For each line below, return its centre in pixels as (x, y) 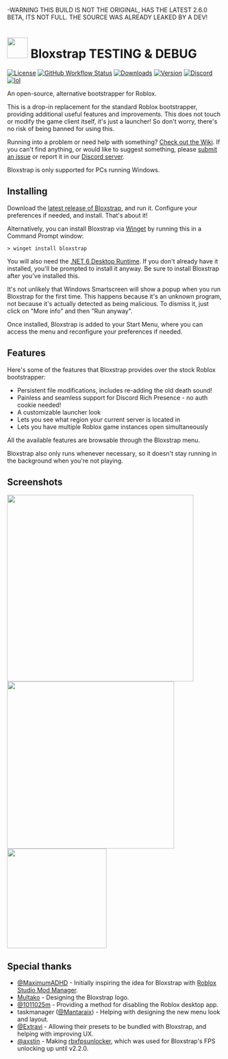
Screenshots (35, 482)
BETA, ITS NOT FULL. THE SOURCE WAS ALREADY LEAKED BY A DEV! (107, 17)
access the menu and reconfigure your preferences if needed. (95, 331)
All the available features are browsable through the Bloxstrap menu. (104, 440)
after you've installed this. (43, 276)
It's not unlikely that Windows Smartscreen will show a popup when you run (114, 289)
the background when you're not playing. (65, 461)
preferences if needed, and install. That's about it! (77, 215)
